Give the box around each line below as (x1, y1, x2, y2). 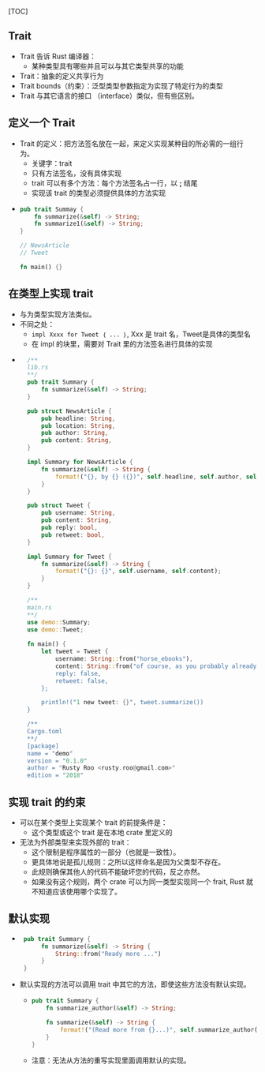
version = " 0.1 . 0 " (27, 757, 88, 765)
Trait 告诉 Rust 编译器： (19, 51, 97, 61)
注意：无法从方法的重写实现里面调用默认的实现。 (31, 1055, 191, 1065)
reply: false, (54, 669, 102, 677)
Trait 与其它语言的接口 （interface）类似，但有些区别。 (19, 91, 199, 100)
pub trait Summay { (19, 205, 84, 213)
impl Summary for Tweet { (27, 553, 112, 560)
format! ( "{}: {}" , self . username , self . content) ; (54, 568, 222, 575)
